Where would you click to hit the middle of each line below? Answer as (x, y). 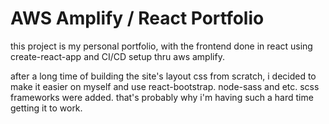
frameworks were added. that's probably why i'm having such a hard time (162, 97)
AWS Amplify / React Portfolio (137, 18)
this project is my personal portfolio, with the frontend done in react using (161, 46)
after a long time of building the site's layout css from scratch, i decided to (163, 76)
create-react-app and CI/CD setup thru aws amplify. (117, 56)
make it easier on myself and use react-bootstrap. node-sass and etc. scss (165, 86)
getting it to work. (46, 108)
